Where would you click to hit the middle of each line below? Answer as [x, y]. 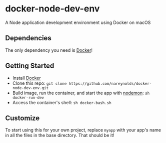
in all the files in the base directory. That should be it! [60, 136]
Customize [22, 118]
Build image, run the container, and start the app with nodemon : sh [81, 93]
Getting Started [30, 66]
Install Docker [26, 78]
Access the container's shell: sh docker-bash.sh [62, 102]
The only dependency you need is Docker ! [49, 50]
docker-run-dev [28, 98]
